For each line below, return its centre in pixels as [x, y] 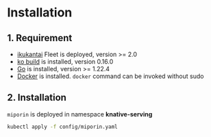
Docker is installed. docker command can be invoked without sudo [110, 76]
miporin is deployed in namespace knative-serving [80, 114]
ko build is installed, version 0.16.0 [65, 62]
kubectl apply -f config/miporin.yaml [62, 127]
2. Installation [37, 98]
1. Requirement [40, 38]
